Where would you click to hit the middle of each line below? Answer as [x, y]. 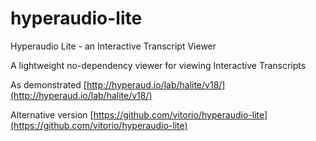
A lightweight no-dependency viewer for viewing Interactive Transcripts [158, 65]
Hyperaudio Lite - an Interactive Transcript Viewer [113, 46]
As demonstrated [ [48, 84]
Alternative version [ [52, 114]
